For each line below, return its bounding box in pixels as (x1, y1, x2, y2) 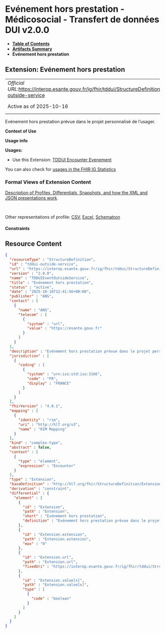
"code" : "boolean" (31, 596, 71, 601)
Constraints (5, 225, 30, 231)
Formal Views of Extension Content (5, 178, 91, 185)
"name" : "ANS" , (18, 307, 52, 312)
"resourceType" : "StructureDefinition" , (9, 257, 96, 262)
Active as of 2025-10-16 (7, 102, 68, 109)
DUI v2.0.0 (5, 25, 50, 35)
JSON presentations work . (5, 195, 59, 201)
